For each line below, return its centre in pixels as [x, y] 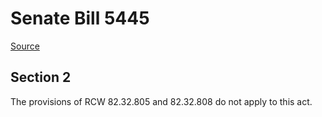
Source [25, 46]
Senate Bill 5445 [80, 18]
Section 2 [41, 77]
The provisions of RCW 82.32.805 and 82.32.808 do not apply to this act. [161, 101]
